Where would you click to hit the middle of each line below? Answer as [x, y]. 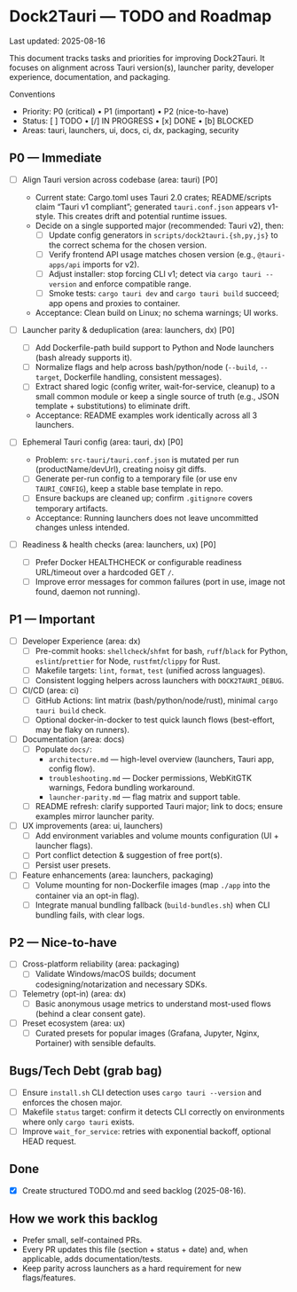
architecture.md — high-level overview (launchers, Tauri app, [161, 760]
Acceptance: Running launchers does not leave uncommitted [147, 517]
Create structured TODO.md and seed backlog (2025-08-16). [134, 1190]
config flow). [72, 768]
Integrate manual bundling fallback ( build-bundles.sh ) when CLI [152, 905]
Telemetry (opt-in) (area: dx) [74, 993]
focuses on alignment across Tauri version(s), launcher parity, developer [142, 67]
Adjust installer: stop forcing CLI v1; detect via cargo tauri [155, 273]
